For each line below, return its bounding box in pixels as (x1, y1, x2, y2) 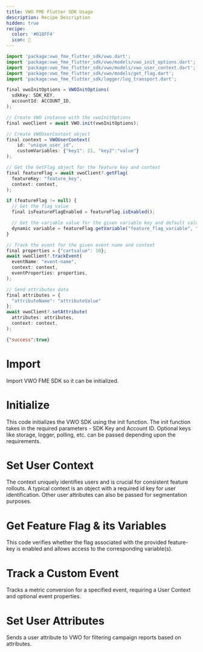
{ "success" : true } (6, 336, 50, 343)
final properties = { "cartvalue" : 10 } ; (6, 248, 107, 254)
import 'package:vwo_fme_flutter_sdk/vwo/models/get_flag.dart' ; (6, 70, 174, 76)
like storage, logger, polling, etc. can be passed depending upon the (6, 431, 176, 438)
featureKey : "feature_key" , (11, 176, 83, 182)
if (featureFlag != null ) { (6, 197, 77, 204)
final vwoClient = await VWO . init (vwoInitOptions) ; (6, 120, 139, 126)
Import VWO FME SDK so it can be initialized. (6, 377, 119, 384)
